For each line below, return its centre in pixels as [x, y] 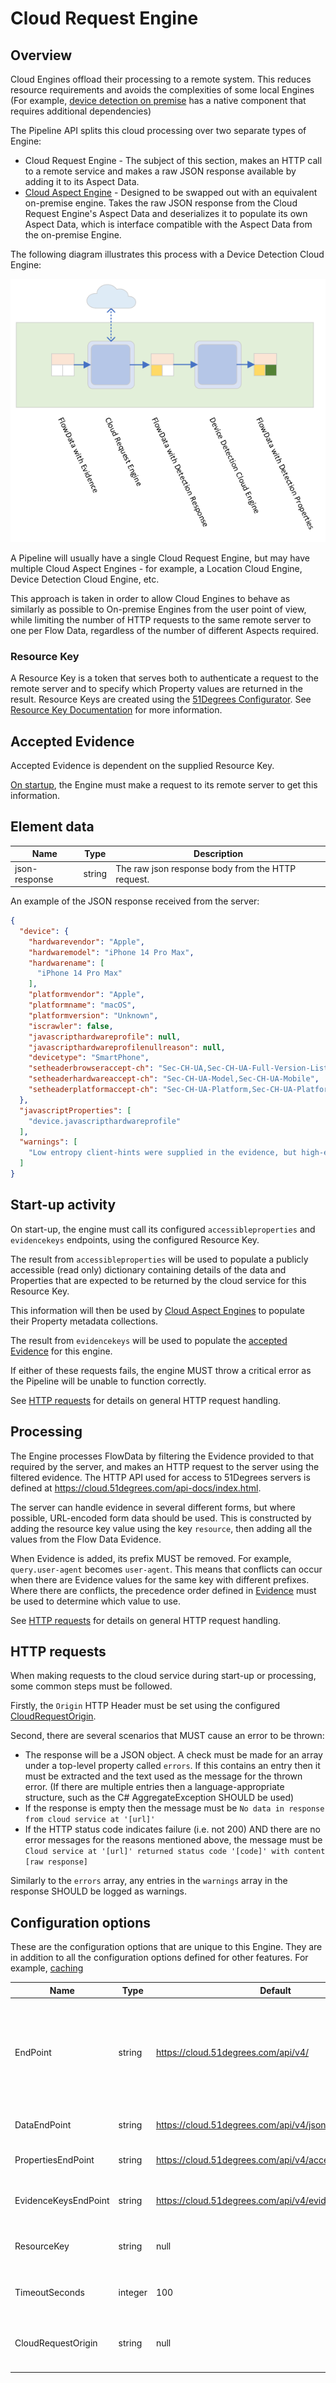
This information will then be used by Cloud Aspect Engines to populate [157, 1310]
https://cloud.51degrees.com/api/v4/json [241, 2125]
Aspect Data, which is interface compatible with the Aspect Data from [168, 224]
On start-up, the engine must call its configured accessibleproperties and [163, 1229]
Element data [52, 827]
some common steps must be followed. [91, 1686]
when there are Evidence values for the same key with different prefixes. [160, 1579]
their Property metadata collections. [84, 1321]
